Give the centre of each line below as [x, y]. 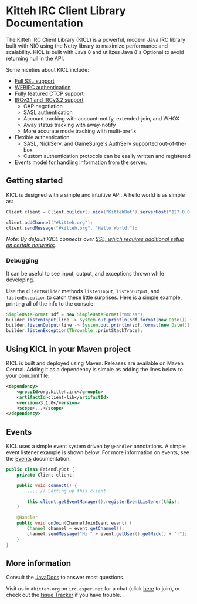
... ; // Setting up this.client [67, 491]
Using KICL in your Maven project [68, 349]
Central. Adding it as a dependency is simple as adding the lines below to [95, 369]
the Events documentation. [39, 459]
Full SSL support [34, 81]
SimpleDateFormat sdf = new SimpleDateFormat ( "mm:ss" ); [76, 314]
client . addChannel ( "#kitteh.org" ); [50, 222]
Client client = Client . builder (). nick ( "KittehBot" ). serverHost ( [87, 212]
